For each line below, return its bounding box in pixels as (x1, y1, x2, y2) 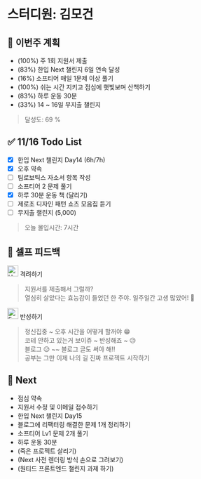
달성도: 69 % (24, 115, 61, 124)
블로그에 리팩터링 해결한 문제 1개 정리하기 (17, 420, 131, 428)
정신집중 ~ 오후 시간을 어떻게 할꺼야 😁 (24, 327, 131, 336)
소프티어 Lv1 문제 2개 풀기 (17, 429, 89, 438)
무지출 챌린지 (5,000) (17, 209, 77, 217)
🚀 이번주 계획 (7, 37, 61, 48)
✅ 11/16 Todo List (7, 136, 83, 148)
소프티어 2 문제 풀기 (17, 182, 72, 190)
